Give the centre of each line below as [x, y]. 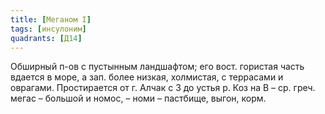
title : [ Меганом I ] [51, 19]
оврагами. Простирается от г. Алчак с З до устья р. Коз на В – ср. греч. [163, 88]
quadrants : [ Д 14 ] [46, 38]
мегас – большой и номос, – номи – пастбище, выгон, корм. [138, 98]
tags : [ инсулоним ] [48, 29]
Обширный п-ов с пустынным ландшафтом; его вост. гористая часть [157, 67]
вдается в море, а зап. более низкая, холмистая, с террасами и [147, 77]
